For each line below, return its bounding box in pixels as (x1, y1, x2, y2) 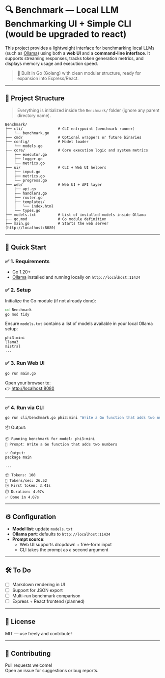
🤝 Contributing (5, 649, 51, 657)
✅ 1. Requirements (5, 258, 50, 265)
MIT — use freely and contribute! (5, 630, 72, 636)
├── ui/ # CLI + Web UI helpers (5, 165, 107, 170)
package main (5, 455, 32, 460)
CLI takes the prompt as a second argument (19, 547, 109, 553)
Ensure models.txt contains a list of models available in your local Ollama (5, 321, 153, 326)
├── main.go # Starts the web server (5, 221, 109, 226)
